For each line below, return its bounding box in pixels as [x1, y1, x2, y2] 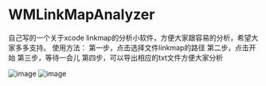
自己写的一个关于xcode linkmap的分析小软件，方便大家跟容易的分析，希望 [8, 33, 252, 42]
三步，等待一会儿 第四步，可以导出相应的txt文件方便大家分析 [23, 53, 223, 62]
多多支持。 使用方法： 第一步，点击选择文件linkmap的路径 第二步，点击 [14, 42, 249, 53]
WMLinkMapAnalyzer [8, 6, 155, 24]
